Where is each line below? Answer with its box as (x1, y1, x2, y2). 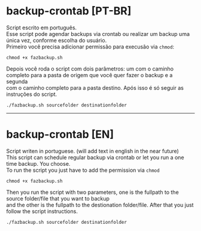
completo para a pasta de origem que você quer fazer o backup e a (6, 71, 173, 78)
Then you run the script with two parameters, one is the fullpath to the (6, 189, 179, 196)
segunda (6, 78, 28, 85)
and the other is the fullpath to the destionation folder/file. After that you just (6, 201, 194, 208)
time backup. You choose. (6, 160, 71, 167)
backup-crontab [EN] (6, 127, 114, 141)
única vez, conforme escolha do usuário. (6, 37, 107, 44)
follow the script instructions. (6, 208, 78, 215)
